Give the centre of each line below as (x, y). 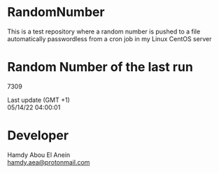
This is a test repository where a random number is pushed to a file (104, 31)
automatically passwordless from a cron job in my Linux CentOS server (109, 38)
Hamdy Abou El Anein (39, 155)
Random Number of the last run (100, 67)
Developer (38, 136)
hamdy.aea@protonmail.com (49, 162)
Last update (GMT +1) (38, 100)
